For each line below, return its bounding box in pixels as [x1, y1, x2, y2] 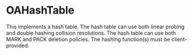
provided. [6, 42, 30, 49]
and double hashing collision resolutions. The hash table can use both [6, 29, 176, 36]
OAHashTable [6, 4, 75, 17]
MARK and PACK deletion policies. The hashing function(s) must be [6, 35, 170, 43]
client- [171, 35, 187, 43]
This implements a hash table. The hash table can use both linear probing [6, 23, 185, 30]
